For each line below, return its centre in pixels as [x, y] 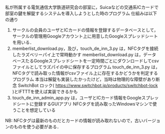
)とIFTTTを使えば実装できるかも [45, 92]
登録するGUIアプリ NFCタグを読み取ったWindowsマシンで [93, 104]
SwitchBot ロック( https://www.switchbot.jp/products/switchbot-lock [88, 85]
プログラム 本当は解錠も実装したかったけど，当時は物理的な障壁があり [84, 79]
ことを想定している [36, 110]
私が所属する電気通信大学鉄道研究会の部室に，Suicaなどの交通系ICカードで [82, 7]
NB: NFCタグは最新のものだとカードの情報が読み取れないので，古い [74, 120]
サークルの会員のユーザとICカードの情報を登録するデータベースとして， [85, 30]
